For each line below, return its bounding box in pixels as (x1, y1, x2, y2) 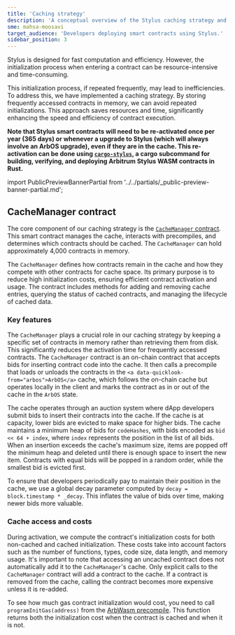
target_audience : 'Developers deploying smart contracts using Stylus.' (7, 29, 224, 37)
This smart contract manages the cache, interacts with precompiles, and (7, 232, 216, 240)
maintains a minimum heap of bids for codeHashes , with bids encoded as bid (7, 426, 225, 435)
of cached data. (7, 297, 53, 305)
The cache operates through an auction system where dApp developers (7, 404, 215, 412)
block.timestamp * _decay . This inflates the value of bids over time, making (7, 491, 225, 501)
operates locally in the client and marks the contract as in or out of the (7, 383, 210, 391)
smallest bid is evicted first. (7, 463, 86, 472)
